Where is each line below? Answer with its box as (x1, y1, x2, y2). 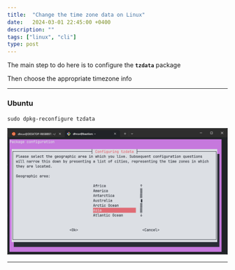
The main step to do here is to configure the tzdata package (7, 61, 181, 69)
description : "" (7, 26, 55, 33)
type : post (7, 41, 39, 48)
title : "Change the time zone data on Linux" (7, 11, 145, 18)
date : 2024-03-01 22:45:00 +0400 (7, 18, 111, 26)
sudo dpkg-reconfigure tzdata (7, 115, 96, 122)
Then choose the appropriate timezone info (7, 74, 132, 83)
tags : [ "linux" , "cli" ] (7, 34, 77, 41)
